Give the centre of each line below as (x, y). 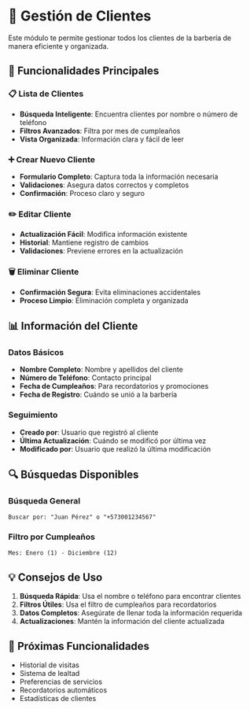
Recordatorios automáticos (63, 690)
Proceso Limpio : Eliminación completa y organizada (104, 300)
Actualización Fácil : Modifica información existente (103, 234)
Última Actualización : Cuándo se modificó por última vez (113, 441)
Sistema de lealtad (50, 674)
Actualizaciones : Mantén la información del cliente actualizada (122, 622)
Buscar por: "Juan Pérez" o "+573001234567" (82, 517)
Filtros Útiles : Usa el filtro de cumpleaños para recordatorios (118, 604)
